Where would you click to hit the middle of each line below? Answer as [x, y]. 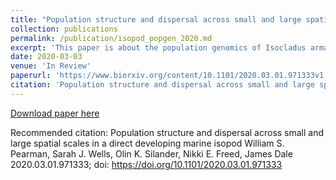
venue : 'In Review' [51, 66]
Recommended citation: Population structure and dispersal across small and [167, 132]
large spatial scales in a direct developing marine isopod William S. [147, 143]
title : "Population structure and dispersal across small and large [156, 19]
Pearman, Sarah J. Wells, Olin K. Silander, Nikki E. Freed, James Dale [151, 153]
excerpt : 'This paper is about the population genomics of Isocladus [158, 47]
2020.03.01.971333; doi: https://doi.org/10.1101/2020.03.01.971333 [146, 164]
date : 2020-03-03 [46, 57]
